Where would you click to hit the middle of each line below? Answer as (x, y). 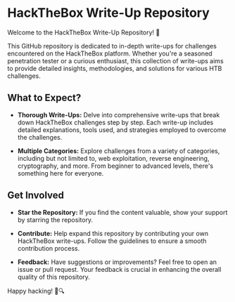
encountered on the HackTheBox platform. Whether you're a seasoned (110, 53)
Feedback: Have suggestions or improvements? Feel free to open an (117, 262)
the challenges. (40, 137)
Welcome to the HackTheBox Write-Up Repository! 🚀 (84, 32)
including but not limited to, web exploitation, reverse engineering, (113, 158)
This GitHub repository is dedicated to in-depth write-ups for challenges (112, 46)
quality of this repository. (53, 277)
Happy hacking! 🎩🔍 (36, 291)
